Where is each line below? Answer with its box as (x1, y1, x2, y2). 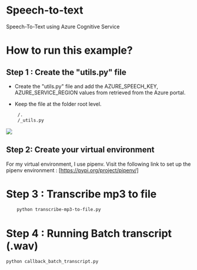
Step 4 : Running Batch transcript (6, 226, 172, 240)
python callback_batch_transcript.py (6, 259, 99, 265)
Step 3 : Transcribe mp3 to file (6, 187, 157, 200)
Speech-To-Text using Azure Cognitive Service (6, 23, 120, 30)
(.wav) (6, 239, 38, 252)
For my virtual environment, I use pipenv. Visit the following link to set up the (6, 160, 191, 167)
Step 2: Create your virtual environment (6, 145, 155, 155)
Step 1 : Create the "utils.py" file (6, 67, 126, 77)
